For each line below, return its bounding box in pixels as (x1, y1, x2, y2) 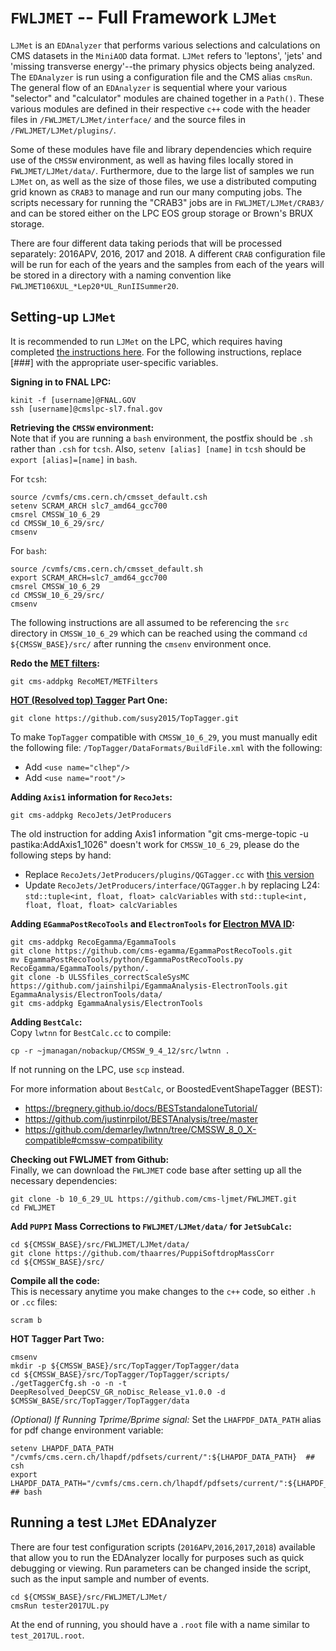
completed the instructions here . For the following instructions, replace (10, 346, 302, 358)
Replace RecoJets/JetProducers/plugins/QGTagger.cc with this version (24, 868, 315, 880)
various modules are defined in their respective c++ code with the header (10, 102, 311, 115)
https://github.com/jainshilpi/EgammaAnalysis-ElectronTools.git (10, 981, 288, 991)
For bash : (10, 544, 48, 556)
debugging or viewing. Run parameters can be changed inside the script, (10, 1562, 312, 1574)
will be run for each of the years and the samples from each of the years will (10, 258, 325, 270)
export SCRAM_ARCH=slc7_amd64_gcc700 (10, 572, 168, 583)
